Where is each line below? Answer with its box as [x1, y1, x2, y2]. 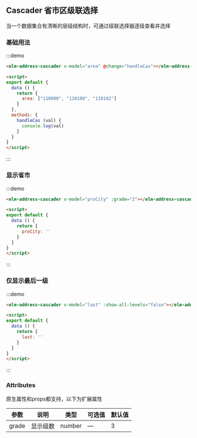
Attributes [6, 381, 36, 389]
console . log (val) [21, 123, 64, 129]
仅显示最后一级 [6, 277, 49, 285]
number [60, 422, 82, 430]
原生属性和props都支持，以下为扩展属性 [6, 395, 103, 402]
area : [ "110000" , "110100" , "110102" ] [21, 96, 117, 101]
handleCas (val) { [16, 117, 62, 123]
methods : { [11, 112, 38, 118]
